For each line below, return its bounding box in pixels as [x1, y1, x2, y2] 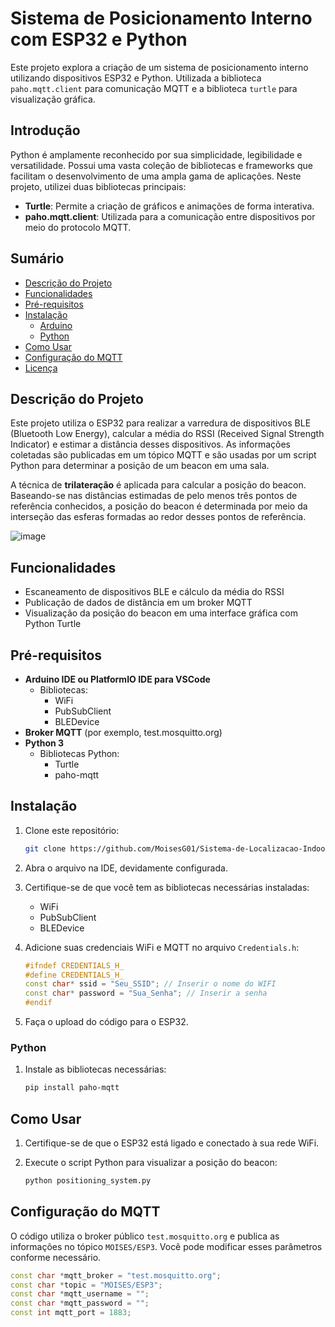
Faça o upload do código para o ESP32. [24, 1016, 189, 1028]
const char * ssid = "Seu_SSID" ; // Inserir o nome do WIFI [24, 979, 277, 989]
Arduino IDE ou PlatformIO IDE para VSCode [24, 673, 211, 685]
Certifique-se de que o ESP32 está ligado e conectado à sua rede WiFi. [24, 1137, 320, 1149]
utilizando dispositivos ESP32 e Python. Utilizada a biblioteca [10, 72, 262, 84]
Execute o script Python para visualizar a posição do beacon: [24, 1157, 278, 1169]
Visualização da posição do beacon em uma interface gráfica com [24, 607, 299, 619]
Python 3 [24, 737, 65, 749]
